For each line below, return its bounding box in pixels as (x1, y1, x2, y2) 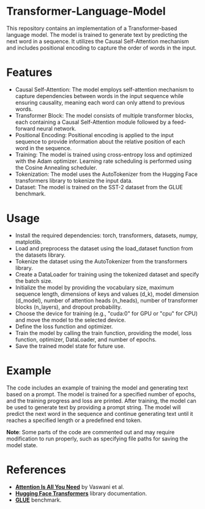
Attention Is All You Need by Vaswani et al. (15, 483, 124, 491)
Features (6, 66, 53, 80)
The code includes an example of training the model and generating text (6, 384, 188, 391)
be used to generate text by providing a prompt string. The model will (6, 403, 181, 411)
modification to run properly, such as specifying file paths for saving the (6, 435, 188, 442)
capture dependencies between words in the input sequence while (15, 92, 184, 99)
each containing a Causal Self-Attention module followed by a (15, 118, 171, 126)
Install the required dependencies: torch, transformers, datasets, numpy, (15, 232, 198, 239)
